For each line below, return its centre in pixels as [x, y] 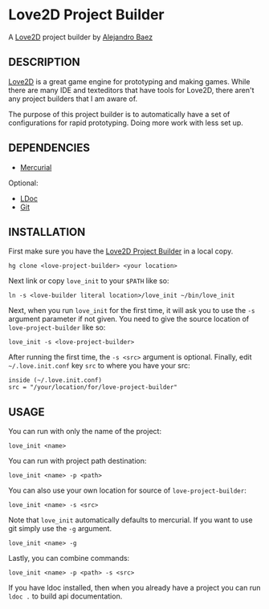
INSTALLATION [47, 231]
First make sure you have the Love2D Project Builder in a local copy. [121, 251]
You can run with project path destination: [77, 461]
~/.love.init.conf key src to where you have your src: [99, 366]
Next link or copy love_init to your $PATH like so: [89, 281]
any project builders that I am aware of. [73, 99]
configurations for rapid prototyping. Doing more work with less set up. [126, 123]
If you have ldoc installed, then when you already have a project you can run [134, 588]
